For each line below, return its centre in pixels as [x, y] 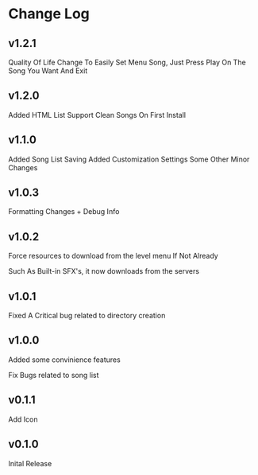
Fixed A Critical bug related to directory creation [87, 316]
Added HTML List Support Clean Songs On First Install [97, 115]
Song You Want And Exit [48, 71]
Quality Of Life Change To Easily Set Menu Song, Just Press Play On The [127, 62]
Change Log [49, 14]
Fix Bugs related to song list [54, 375]
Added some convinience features [64, 360]
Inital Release [30, 463]
